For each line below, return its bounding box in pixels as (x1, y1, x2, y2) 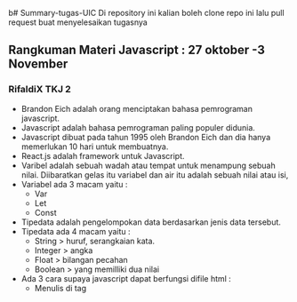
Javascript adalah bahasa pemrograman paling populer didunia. (20, 122, 255, 132)
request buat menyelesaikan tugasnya (8, 17, 148, 28)
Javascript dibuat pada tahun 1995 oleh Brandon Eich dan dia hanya (20, 131, 271, 142)
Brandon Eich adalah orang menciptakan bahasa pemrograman (20, 103, 253, 114)
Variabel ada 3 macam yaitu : (20, 179, 128, 189)
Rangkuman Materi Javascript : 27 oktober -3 (8, 43, 266, 58)
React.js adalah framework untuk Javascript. (20, 150, 185, 161)
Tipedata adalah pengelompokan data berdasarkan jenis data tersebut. (20, 217, 282, 227)
